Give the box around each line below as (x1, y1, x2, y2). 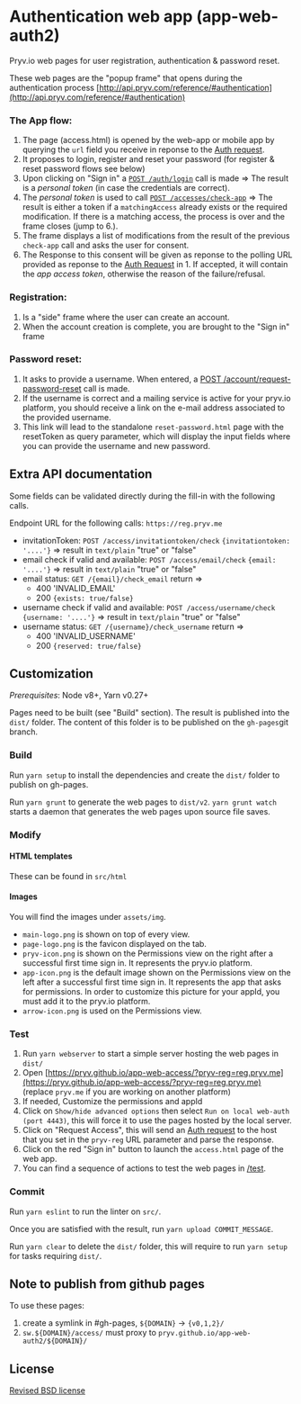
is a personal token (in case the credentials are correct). (22, 183, 231, 193)
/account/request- (223, 373, 292, 384)
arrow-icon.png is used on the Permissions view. (22, 1005, 202, 1016)
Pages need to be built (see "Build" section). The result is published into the (9, 707, 290, 718)
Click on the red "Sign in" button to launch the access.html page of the (22, 1144, 285, 1155)
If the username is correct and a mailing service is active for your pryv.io (22, 392, 291, 403)
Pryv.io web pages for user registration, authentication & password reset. (9, 55, 280, 66)
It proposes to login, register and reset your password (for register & (22, 154, 276, 165)
